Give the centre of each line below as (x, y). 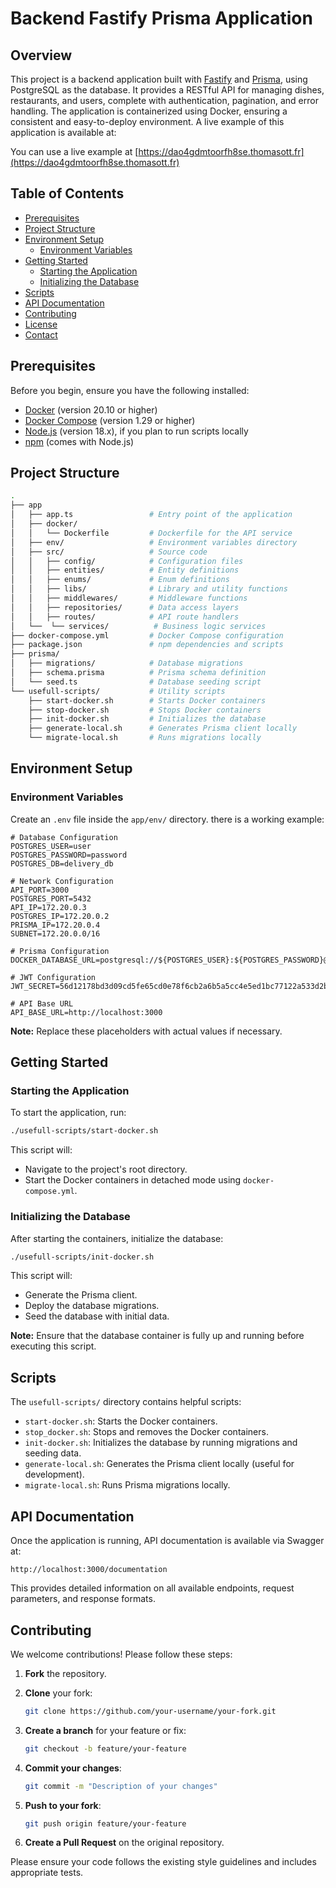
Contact (41, 334)
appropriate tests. (47, 1873)
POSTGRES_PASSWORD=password (69, 855)
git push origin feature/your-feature (105, 1823)
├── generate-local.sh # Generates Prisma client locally (163, 728)
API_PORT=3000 (40, 890)
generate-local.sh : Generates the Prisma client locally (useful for (159, 1464)
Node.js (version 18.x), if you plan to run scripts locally (136, 431)
